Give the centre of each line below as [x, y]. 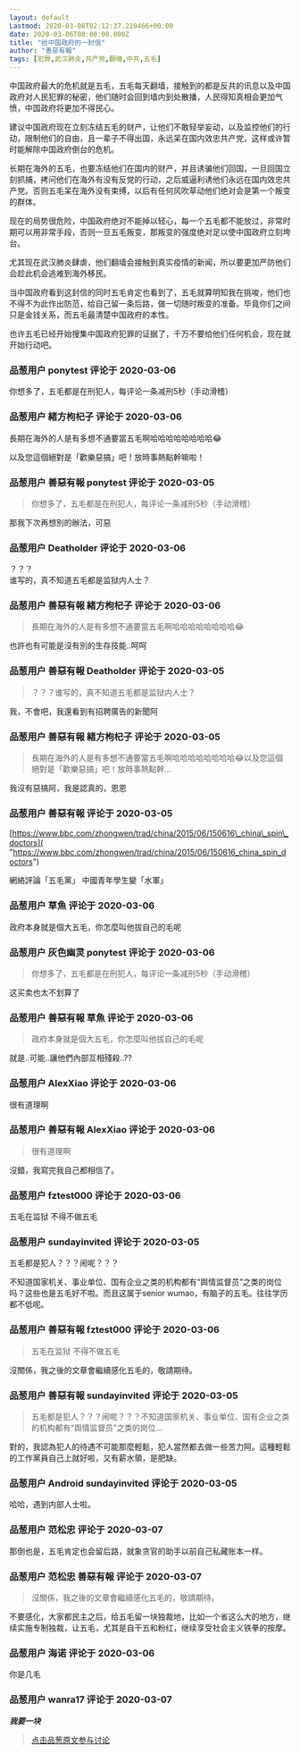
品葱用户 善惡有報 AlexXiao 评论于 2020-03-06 [112, 1130]
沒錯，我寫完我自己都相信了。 [64, 1170]
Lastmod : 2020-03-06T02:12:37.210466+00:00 [92, 26]
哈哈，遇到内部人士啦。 [52, 1505]
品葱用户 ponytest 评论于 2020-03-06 [93, 370]
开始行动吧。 [33, 345]
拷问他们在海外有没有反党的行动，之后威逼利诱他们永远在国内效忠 [161, 179]
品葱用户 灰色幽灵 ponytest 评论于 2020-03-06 [112, 952]
